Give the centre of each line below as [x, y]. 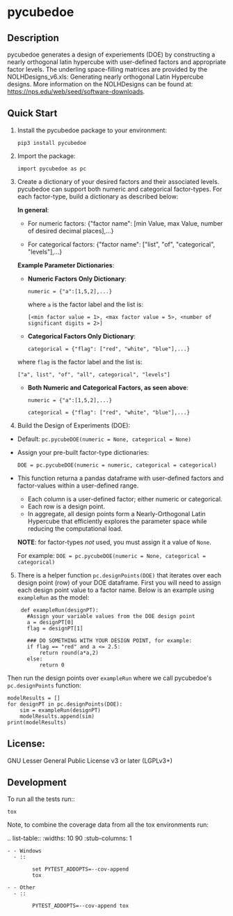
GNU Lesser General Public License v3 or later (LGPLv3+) [90, 761]
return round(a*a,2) [69, 653]
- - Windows [24, 851]
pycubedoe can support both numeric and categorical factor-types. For [120, 189]
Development [37, 783]
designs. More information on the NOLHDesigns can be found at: [100, 84]
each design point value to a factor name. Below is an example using [115, 590]
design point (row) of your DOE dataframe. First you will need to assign [119, 582]
